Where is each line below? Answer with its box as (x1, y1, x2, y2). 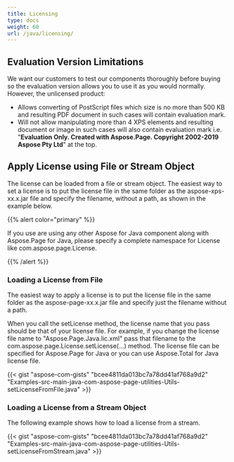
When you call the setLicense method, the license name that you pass (7, 319, 210, 328)
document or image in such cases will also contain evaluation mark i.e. (17, 126, 223, 134)
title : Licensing (7, 10, 58, 18)
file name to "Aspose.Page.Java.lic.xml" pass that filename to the (7, 334, 196, 343)
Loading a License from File (7, 275, 103, 284)
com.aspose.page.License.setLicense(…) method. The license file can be (7, 342, 220, 350)
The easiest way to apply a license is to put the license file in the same (7, 291, 212, 299)
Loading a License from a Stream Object (7, 403, 147, 413)
